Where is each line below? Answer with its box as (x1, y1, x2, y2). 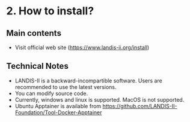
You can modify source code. (14, 90, 88, 97)
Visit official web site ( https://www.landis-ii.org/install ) (14, 44, 150, 51)
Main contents (6, 28, 62, 38)
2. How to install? (6, 4, 94, 18)
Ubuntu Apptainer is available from (14, 102, 102, 109)
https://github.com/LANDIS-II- (102, 102, 177, 109)
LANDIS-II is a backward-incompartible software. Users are (14, 77, 162, 84)
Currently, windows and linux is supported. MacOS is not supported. (14, 96, 185, 103)
